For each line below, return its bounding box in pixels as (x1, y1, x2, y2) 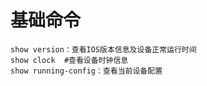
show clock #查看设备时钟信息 (10, 55, 129, 65)
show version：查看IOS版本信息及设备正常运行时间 (10, 44, 197, 55)
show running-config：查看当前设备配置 (10, 66, 163, 76)
